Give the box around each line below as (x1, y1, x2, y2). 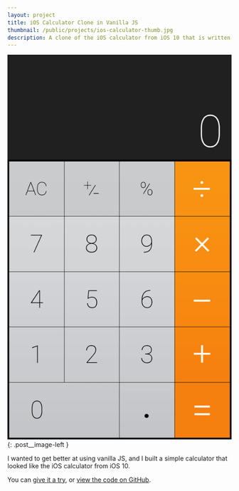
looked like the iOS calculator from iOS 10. (7, 461, 130, 470)
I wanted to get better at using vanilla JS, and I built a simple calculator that (7, 454, 228, 463)
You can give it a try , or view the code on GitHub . (7, 475, 152, 484)
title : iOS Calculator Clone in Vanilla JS (7, 19, 139, 26)
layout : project (7, 11, 55, 19)
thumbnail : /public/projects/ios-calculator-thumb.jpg (7, 26, 174, 33)
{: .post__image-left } (7, 440, 69, 448)
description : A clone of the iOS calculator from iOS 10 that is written (7, 34, 231, 41)
